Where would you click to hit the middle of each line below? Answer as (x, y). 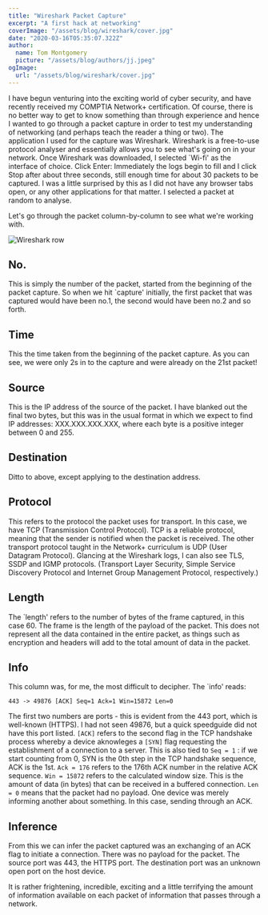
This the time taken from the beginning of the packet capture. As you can (129, 354)
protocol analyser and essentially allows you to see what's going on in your (132, 149)
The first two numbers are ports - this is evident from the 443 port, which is (133, 716)
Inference (33, 827)
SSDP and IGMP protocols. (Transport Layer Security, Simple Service (122, 564)
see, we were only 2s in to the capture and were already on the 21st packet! (133, 363)
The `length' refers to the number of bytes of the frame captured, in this (126, 616)
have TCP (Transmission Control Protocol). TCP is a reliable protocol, (122, 530)
